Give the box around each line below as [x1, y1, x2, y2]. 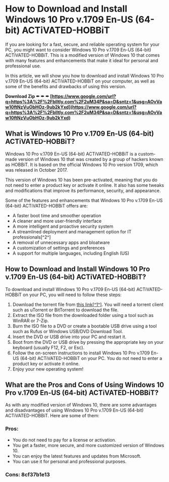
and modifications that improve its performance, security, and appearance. [5, 187, 161, 193]
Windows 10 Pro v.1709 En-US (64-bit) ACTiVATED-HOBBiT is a [5, 150, 137, 157]
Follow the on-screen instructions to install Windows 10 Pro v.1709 [12, 350, 150, 356]
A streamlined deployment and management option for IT [12, 228, 132, 234]
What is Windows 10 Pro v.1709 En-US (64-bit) [5, 130, 154, 138]
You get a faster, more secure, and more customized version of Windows [12, 442, 164, 448]
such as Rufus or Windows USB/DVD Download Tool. [12, 328, 123, 334]
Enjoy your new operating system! [12, 366, 84, 372]
